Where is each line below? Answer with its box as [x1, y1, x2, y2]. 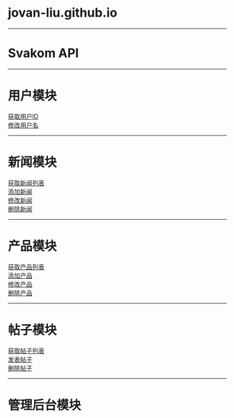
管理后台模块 [8, 397, 82, 413]
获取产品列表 [8, 262, 44, 271]
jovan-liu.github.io [8, 5, 117, 21]
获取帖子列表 [8, 346, 44, 355]
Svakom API [8, 45, 79, 61]
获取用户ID [8, 112, 39, 120]
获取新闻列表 [8, 179, 44, 187]
